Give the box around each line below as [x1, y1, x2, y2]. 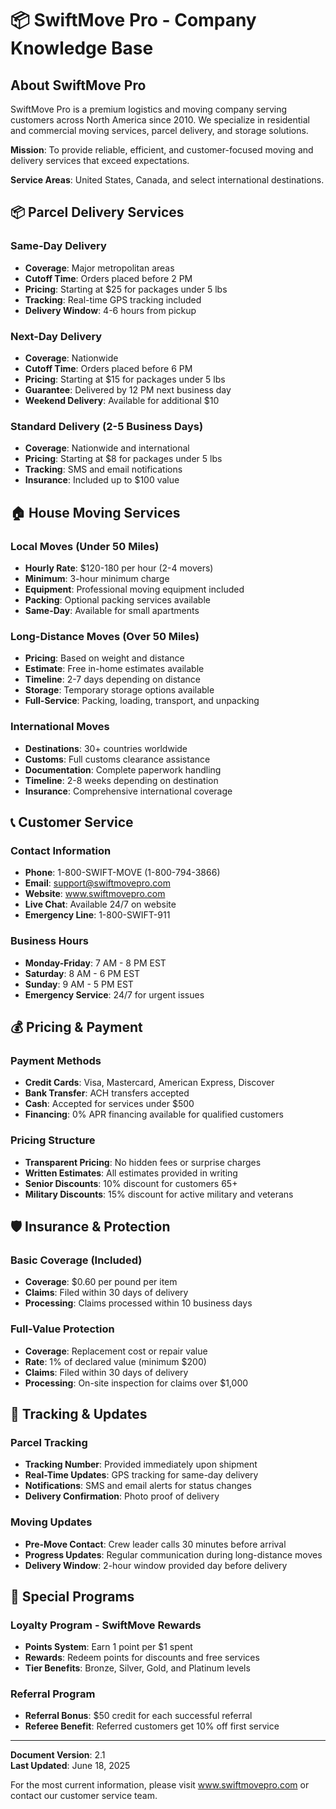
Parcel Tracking [10, 1435, 88, 1449]
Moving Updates [10, 1515, 93, 1529]
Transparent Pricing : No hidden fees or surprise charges [24, 1156, 262, 1168]
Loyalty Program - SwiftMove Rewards [10, 1618, 202, 1632]
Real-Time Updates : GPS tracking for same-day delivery [24, 1469, 259, 1481]
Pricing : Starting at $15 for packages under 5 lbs [24, 373, 226, 385]
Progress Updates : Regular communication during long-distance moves [24, 1548, 323, 1561]
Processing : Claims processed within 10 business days [24, 1297, 253, 1309]
